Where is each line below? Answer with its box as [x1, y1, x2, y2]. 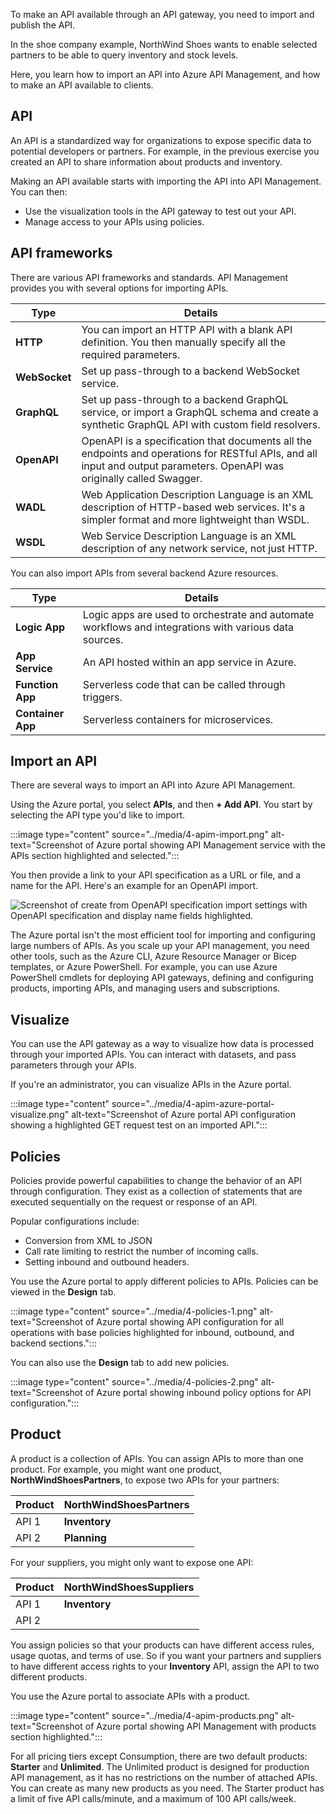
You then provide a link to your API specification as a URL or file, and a [10, 869, 302, 881]
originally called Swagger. [81, 471, 203, 485]
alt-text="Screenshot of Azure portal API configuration [71, 1109, 296, 1121]
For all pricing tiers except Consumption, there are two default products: [10, 1750, 308, 1762]
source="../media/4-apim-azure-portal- [111, 1098, 275, 1110]
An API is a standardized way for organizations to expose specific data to [10, 134, 312, 146]
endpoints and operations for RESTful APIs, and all [81, 446, 318, 460]
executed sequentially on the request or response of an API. [10, 1196, 258, 1208]
